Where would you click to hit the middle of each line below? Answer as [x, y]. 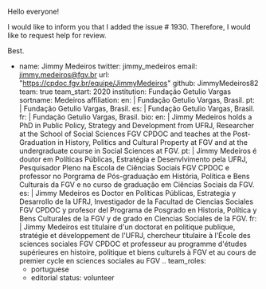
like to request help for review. [57, 35]
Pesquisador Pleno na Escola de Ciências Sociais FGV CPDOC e [124, 168]
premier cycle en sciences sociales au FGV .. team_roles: [112, 261]
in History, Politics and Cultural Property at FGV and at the [153, 142]
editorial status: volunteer [72, 277]
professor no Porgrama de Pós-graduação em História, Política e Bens [134, 176]
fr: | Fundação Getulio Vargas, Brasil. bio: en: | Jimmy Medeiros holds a [135, 117]
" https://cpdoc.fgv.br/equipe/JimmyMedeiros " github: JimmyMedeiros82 [139, 83]
